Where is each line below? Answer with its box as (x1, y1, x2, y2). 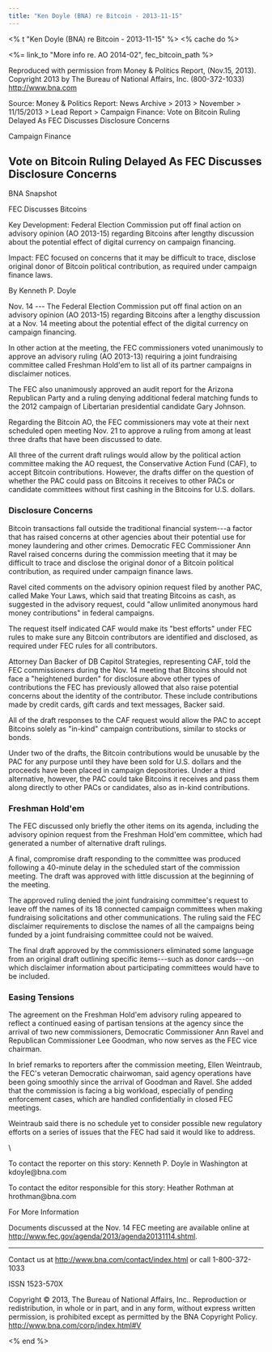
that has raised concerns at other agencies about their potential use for (8, 532, 246, 542)
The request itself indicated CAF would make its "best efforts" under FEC (8, 623, 253, 633)
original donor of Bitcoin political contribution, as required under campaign (8, 261, 257, 271)
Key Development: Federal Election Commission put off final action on (8, 220, 241, 230)
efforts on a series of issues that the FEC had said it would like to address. (8, 1127, 256, 1137)
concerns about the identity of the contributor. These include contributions (8, 691, 257, 700)
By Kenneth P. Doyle (8, 286, 77, 295)
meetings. (8, 1103, 42, 1113)
